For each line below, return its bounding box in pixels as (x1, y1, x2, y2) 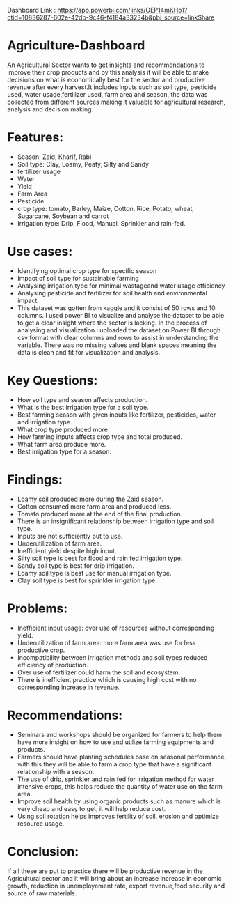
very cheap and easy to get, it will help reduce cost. (17, 804, 166, 812)
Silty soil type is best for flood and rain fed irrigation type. (17, 554, 183, 562)
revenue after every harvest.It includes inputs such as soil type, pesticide (7, 83, 217, 91)
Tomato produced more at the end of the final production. (17, 509, 183, 518)
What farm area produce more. (17, 440, 106, 448)
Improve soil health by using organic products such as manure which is (17, 797, 221, 805)
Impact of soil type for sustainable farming (17, 274, 139, 282)
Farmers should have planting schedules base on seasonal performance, (17, 752, 227, 761)
